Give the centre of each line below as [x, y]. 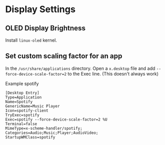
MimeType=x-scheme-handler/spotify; [44, 128]
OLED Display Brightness [46, 28]
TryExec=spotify [22, 115]
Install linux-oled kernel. [31, 40]
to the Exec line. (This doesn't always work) [113, 74]
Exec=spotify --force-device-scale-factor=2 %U [56, 119]
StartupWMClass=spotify [30, 137]
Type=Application [24, 97]
